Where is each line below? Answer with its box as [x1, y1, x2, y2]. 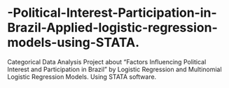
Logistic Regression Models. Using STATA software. [7, 72, 157, 81]
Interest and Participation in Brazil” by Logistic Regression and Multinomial [7, 65, 222, 73]
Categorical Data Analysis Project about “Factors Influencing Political [7, 57, 207, 66]
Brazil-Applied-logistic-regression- [7, 20, 218, 36]
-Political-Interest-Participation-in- [7, 5, 217, 21]
